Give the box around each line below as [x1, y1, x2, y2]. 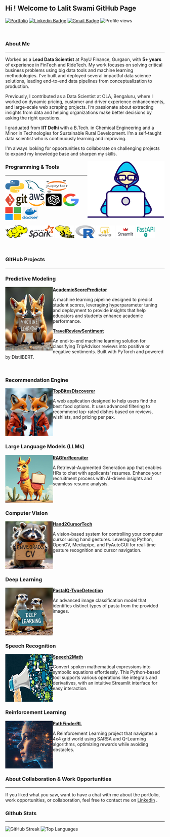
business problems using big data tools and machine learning [5, 67, 134, 73]
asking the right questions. [5, 115, 61, 121]
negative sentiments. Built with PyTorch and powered [53, 349, 163, 355]
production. [5, 83, 29, 89]
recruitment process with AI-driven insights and [53, 475, 152, 481]
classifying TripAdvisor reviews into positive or [53, 343, 150, 349]
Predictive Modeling [5, 275, 56, 282]
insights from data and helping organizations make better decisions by [5, 109, 152, 116]
